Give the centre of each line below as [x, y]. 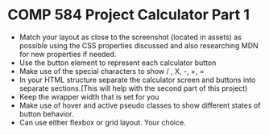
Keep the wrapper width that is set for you [89, 96]
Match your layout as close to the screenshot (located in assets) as [130, 37]
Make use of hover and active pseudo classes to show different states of [140, 105]
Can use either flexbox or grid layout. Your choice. [102, 122]
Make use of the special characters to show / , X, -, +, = [112, 71]
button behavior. [46, 113]
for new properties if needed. [68, 54]
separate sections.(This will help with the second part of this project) [133, 88]
